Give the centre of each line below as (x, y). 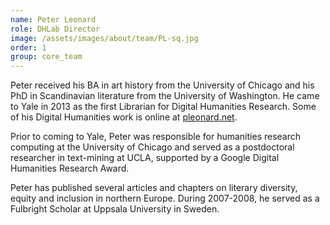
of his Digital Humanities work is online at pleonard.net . (124, 117)
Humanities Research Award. (70, 168)
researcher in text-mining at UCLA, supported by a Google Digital (145, 158)
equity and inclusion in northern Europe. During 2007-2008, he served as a (165, 198)
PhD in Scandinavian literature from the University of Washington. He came (165, 96)
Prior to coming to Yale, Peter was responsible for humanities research (156, 137)
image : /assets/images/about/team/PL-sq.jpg (104, 38)
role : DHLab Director (55, 29)
